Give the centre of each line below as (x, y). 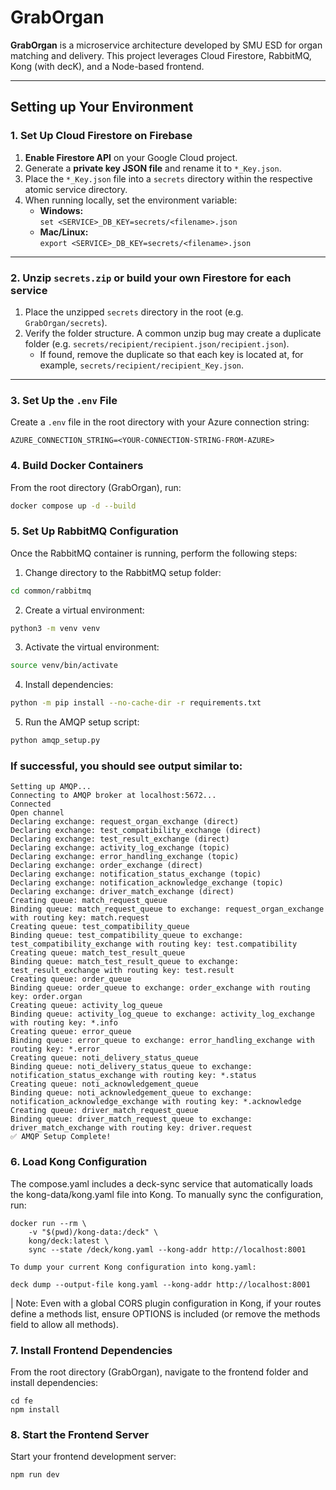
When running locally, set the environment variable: (131, 200)
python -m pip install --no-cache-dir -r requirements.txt (136, 703)
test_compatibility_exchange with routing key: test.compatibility (154, 944)
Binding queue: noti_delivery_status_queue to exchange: (131, 1067)
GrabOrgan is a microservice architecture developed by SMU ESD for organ (166, 45)
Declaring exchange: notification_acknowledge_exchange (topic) (147, 883)
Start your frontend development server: (93, 1457)
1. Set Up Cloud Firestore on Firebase (101, 136)
